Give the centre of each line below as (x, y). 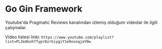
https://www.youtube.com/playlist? (77, 37)
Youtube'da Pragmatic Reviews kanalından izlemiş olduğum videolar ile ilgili (81, 22)
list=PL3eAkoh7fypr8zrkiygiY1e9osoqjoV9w (48, 41)
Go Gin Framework (44, 9)
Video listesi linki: (23, 37)
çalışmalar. (16, 27)
